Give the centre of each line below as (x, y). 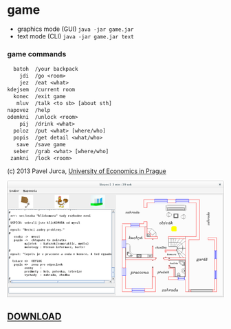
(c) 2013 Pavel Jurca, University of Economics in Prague (87, 171)
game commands (37, 54)
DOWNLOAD (34, 316)
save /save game (41, 145)
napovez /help (29, 111)
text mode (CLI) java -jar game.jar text (75, 36)
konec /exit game (40, 97)
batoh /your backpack (46, 69)
